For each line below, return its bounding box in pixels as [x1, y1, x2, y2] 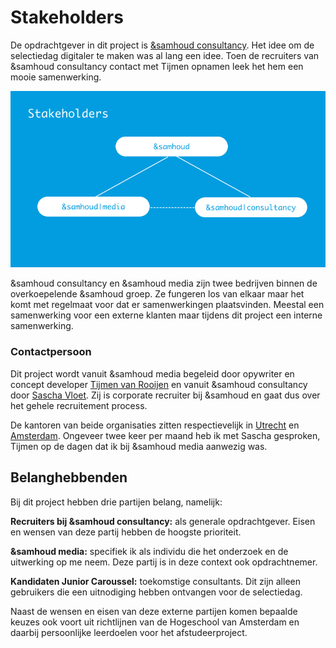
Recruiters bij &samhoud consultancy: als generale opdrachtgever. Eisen [10, 515, 316, 527]
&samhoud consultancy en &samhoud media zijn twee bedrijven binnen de [10, 277, 318, 290]
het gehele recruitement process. [10, 399, 148, 411]
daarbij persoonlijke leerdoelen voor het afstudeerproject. [10, 626, 248, 638]
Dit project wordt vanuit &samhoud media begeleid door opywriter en [10, 367, 295, 380]
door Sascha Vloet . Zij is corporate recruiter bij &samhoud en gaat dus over [10, 389, 321, 401]
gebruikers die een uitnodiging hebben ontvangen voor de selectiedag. [10, 586, 303, 598]
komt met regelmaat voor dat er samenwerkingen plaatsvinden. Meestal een [10, 299, 325, 311]
